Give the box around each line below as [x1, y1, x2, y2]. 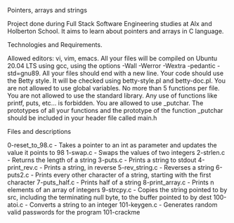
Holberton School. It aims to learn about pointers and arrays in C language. [7, 27, 224, 35]
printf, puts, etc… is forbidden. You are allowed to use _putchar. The [7, 99, 204, 107]
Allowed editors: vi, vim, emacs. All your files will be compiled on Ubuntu [7, 54, 218, 62]
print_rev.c [7, 163, 39, 171]
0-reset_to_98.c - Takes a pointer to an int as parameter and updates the [7, 141, 217, 149]
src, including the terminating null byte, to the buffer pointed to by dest [7, 193, 212, 201]
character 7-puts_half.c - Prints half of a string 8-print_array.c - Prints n [7, 178, 214, 187]
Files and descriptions [7, 128, 72, 135]
